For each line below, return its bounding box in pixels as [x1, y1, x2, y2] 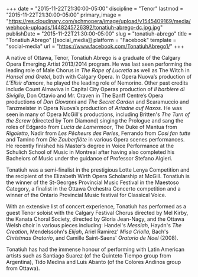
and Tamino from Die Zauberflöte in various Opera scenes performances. [6, 136, 185, 143]
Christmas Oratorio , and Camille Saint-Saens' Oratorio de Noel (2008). [6, 234, 178, 241]
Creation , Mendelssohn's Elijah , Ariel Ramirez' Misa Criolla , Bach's [6, 228, 169, 235]
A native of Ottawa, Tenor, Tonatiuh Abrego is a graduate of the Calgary [6, 54, 181, 61]
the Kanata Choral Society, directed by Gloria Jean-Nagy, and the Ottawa [6, 215, 185, 223]
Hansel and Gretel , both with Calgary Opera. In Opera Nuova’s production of [6, 73, 192, 80]
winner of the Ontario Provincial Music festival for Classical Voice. [6, 192, 167, 198]
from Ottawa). [6, 265, 40, 272]
